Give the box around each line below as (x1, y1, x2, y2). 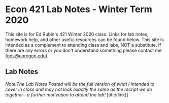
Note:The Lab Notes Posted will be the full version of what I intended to (5, 81, 155, 87)
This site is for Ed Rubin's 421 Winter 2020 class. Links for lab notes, (5, 31, 149, 37)
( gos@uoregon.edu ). (5, 52, 49, 59)
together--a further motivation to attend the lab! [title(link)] (5, 91, 128, 97)
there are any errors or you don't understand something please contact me (5, 47, 162, 53)
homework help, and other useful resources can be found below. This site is (5, 37, 164, 43)
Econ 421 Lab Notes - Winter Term (5, 4, 152, 15)
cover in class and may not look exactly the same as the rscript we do (5, 86, 152, 92)
